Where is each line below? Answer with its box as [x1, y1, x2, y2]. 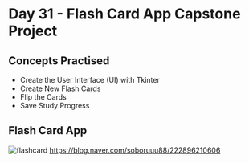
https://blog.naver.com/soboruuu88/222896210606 [49, 145, 221, 155]
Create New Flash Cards [19, 84, 101, 93]
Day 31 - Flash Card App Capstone [8, 5, 241, 23]
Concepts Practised [8, 54, 110, 67]
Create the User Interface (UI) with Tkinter [19, 75, 161, 84]
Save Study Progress [19, 101, 90, 110]
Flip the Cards [19, 92, 67, 101]
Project [8, 22, 58, 40]
